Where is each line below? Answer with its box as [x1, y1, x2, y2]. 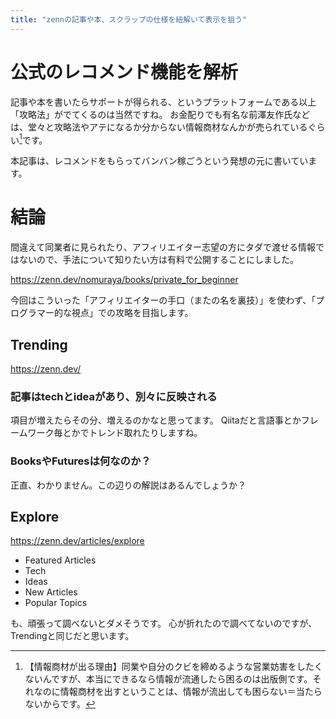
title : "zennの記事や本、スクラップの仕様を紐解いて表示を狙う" [10, 14, 248, 25]
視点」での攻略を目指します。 [71, 307, 194, 319]
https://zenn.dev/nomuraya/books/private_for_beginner [10, 274, 239, 286]
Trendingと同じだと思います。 [10, 630, 135, 642]
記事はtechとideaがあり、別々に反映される [10, 389, 218, 403]
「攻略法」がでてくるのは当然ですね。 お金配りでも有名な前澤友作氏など [10, 108, 311, 120]
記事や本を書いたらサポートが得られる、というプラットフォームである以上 [10, 96, 317, 108]
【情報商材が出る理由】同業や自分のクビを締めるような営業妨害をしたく [24, 661, 323, 673]
